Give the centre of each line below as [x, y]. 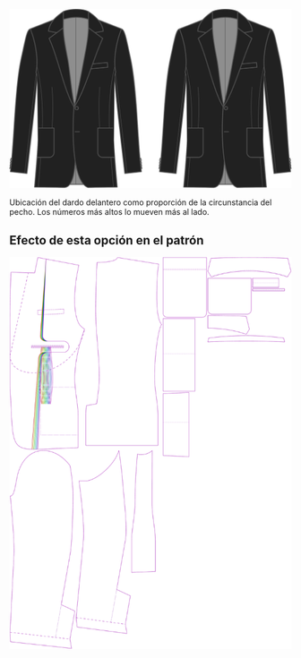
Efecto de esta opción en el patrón [107, 240]
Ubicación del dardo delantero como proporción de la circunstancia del [141, 202]
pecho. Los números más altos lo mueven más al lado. [109, 212]
